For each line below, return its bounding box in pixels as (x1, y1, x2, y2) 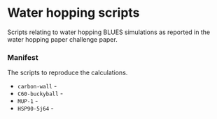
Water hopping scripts (7, 5, 140, 21)
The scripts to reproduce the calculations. (7, 68, 128, 77)
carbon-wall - (17, 82, 57, 90)
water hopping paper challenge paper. (7, 35, 118, 43)
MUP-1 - (17, 97, 38, 105)
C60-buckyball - (17, 89, 64, 98)
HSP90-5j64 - (17, 104, 54, 113)
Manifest (7, 52, 38, 62)
